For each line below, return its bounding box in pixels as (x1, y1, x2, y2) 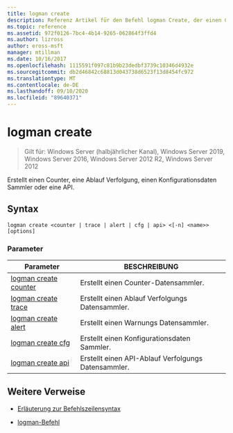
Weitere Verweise (7, 386, 86, 397)
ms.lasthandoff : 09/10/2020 (7, 88, 89, 95)
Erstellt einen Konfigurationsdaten (80, 333, 191, 343)
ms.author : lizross (7, 36, 64, 43)
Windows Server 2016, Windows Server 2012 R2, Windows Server (24, 155, 213, 163)
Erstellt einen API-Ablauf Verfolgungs (80, 354, 203, 363)
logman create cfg (10, 338, 71, 348)
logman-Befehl (17, 418, 60, 426)
